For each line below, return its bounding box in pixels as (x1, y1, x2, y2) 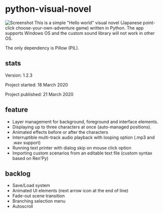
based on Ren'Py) (12, 155, 49, 161)
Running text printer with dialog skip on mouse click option (12, 145, 131, 151)
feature (5, 106, 29, 114)
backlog (5, 169, 31, 178)
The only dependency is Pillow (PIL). (5, 45, 79, 51)
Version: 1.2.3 (5, 72, 33, 78)
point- (142, 20, 155, 26)
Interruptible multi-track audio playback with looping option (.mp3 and (12, 134, 155, 140)
